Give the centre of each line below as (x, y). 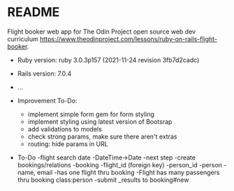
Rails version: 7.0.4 (44, 73)
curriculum (23, 38)
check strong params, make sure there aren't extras (102, 136)
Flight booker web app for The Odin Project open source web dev (102, 31)
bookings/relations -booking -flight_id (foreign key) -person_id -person (119, 164)
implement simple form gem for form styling (91, 114)
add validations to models (65, 129)
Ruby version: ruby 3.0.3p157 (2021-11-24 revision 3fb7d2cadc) (108, 59)
